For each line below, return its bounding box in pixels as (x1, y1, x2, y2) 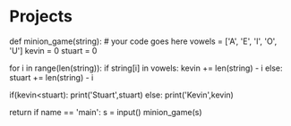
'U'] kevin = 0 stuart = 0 (9, 45, 98, 55)
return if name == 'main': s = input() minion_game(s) (9, 106, 202, 117)
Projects (9, 6, 73, 27)
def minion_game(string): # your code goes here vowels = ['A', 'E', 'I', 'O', (9, 36, 278, 46)
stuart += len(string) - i (9, 71, 94, 82)
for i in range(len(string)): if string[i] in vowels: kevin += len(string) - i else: (9, 63, 284, 73)
